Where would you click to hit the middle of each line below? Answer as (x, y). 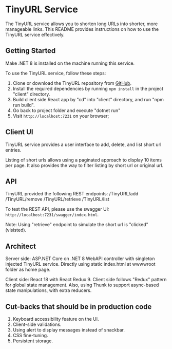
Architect (21, 246)
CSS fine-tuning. (30, 335)
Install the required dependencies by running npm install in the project (88, 88)
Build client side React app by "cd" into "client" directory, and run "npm (88, 99)
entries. (13, 150)
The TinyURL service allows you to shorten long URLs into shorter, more (82, 24)
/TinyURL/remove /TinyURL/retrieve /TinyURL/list (57, 199)
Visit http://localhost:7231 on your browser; (61, 116)
